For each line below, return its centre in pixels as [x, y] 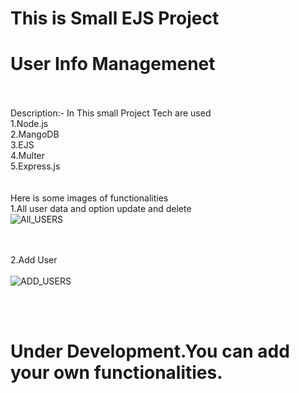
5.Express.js [35, 166]
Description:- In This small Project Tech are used [111, 113]
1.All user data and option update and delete [101, 209]
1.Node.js [29, 124]
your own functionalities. [116, 373]
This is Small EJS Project [115, 18]
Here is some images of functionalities [89, 198]
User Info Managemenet [113, 64]
